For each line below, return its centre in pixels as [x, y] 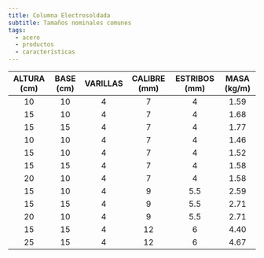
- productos [35, 45]
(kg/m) [238, 88]
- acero [28, 37]
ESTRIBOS [195, 78]
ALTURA [29, 78]
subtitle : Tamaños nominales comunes [70, 23]
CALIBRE [148, 78]
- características [46, 52]
